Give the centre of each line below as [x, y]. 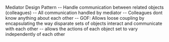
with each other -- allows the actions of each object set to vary [71, 29]
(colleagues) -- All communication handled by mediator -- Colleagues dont [84, 13]
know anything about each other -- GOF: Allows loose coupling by [75, 18]
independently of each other [35, 34]
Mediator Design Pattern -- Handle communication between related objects [85, 7]
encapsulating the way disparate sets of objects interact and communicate [84, 23]
